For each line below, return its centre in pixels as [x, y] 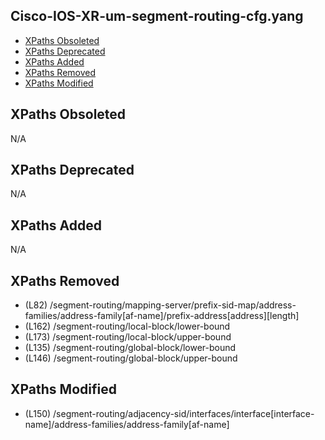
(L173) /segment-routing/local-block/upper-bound [128, 337]
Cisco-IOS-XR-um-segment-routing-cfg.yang [157, 16]
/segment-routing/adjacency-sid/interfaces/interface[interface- [184, 413]
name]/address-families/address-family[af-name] [127, 424]
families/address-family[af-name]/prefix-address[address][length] [162, 316]
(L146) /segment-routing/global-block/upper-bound [131, 358]
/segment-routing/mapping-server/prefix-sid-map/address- [173, 305]
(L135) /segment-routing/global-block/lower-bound [130, 348]
